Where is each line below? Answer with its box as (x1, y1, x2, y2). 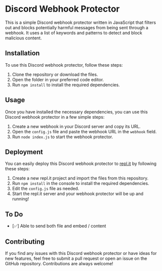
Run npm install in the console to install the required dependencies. (12, 181, 149, 186)
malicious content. (5, 35, 42, 41)
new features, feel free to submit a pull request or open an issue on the (5, 255, 147, 261)
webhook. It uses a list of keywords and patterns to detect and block (5, 30, 143, 36)
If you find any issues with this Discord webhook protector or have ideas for (5, 251, 157, 256)
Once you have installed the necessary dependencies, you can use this (5, 108, 148, 115)
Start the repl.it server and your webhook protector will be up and (12, 191, 144, 197)
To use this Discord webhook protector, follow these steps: (5, 62, 123, 68)
